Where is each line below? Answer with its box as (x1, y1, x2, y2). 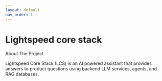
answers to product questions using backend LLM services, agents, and (5, 66, 157, 72)
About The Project (5, 51, 44, 57)
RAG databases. (5, 71, 39, 77)
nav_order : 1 (5, 12, 33, 17)
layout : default (5, 7, 40, 13)
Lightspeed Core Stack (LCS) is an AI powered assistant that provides (5, 60, 152, 66)
